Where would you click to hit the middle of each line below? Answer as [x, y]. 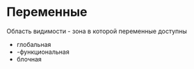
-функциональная [43, 52]
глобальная [34, 44]
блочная [29, 59]
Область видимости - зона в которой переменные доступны [97, 31]
